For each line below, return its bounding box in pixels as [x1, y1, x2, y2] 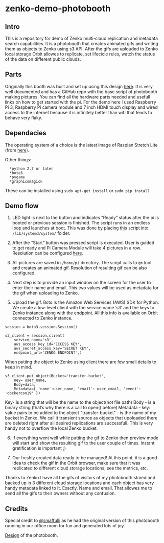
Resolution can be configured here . [12, 250, 84, 256]
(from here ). [5, 147, 29, 153]
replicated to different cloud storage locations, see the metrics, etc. [12, 465, 148, 471]
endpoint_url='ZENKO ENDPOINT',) [14, 350, 82, 355]
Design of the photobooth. [5, 532, 58, 538]
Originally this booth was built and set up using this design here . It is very [5, 83, 153, 89]
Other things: [5, 156, 32, 162]
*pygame [9, 174, 25, 179]
